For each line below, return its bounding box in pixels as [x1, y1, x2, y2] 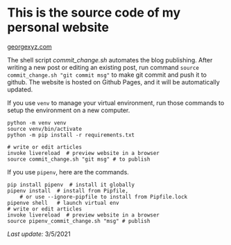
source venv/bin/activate [7, 125, 82, 132]
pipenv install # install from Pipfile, [7, 187, 129, 194]
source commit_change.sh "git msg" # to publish [7, 156, 151, 163]
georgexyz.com [7, 42, 52, 51]
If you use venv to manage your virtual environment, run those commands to [7, 98, 225, 107]
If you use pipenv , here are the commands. [7, 167, 130, 176]
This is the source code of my [7, 5, 181, 21]
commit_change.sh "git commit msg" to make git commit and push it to [7, 71, 207, 79]
